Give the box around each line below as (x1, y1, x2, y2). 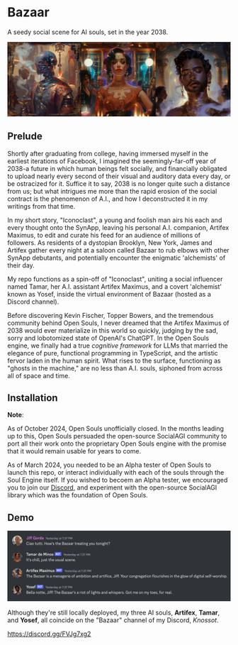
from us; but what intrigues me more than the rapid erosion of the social (7, 187, 217, 195)
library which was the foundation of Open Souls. (7, 491, 149, 500)
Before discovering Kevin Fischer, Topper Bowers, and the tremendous (7, 311, 214, 319)
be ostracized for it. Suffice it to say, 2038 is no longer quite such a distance (7, 179, 230, 188)
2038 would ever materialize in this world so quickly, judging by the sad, (7, 326, 218, 334)
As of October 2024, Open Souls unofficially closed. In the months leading (7, 424, 225, 433)
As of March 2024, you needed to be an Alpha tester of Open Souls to (7, 461, 211, 469)
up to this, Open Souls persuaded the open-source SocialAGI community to (7, 432, 227, 441)
